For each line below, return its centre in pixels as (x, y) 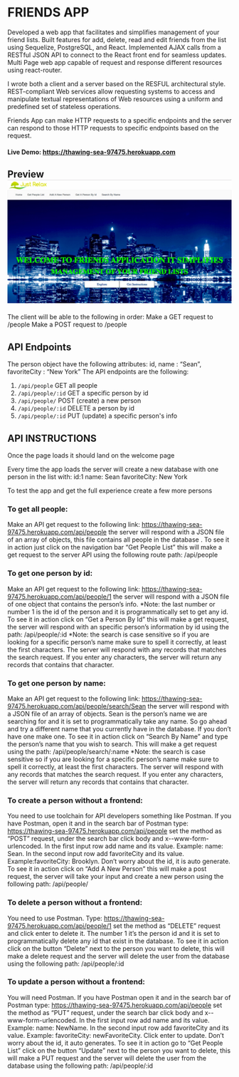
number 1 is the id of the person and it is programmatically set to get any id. (118, 612)
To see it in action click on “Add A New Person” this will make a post (107, 869)
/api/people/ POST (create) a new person (79, 401)
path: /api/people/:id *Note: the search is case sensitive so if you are (108, 634)
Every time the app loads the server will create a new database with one (113, 469)
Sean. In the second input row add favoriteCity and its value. (96, 854)
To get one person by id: (50, 573)
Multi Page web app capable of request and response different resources (115, 62)
